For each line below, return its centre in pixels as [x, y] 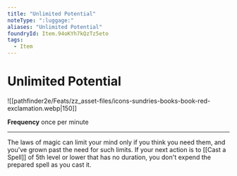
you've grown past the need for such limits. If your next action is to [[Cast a [117, 149]
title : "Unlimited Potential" [52, 14]
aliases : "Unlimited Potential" [55, 27]
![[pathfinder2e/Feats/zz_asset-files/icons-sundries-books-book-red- [109, 101]
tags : [15, 40]
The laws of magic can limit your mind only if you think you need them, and [116, 142]
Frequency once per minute [48, 122]
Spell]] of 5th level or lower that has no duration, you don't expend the [109, 157]
